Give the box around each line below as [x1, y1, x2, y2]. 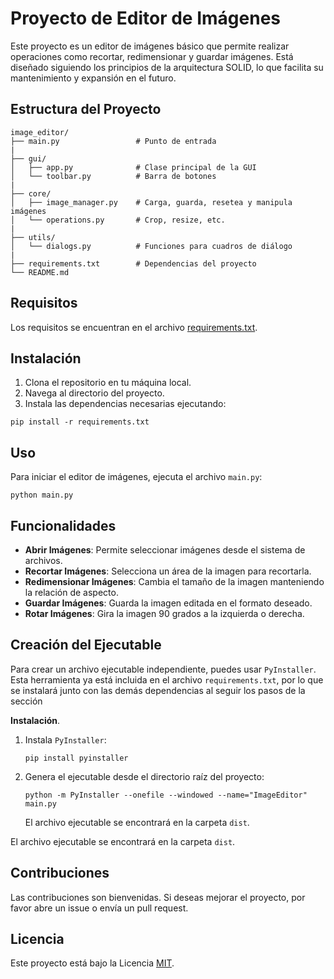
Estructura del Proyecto [10, 101, 162, 118]
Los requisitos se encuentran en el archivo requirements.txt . [10, 321, 258, 333]
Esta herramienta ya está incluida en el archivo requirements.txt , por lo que [10, 673, 324, 686]
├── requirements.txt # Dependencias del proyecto [10, 258, 257, 269]
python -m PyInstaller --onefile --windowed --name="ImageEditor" [24, 790, 308, 800]
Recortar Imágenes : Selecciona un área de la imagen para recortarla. [24, 565, 312, 577]
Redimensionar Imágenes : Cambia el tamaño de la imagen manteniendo [24, 576, 325, 587]
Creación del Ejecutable [10, 637, 162, 654]
